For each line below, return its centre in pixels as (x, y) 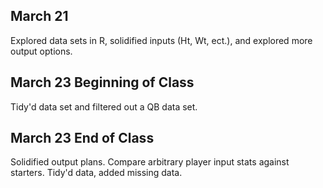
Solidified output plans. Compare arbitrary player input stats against (150, 162)
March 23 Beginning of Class (102, 82)
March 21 (39, 16)
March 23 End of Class (82, 138)
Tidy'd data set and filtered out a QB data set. (104, 106)
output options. (41, 51)
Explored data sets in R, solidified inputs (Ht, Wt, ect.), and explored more (161, 40)
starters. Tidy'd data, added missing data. (96, 173)
